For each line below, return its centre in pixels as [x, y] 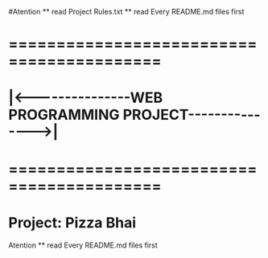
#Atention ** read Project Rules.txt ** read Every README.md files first [126, 12]
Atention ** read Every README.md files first [83, 245]
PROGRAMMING [64, 115]
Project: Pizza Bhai [72, 222]
